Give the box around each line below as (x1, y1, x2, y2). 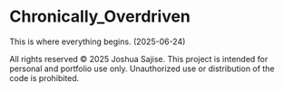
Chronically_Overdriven (9, 6, 191, 27)
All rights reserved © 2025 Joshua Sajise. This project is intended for (9, 53, 269, 64)
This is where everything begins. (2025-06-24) (9, 36, 186, 47)
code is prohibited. (9, 72, 80, 83)
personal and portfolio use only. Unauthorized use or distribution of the (9, 63, 275, 74)
